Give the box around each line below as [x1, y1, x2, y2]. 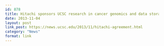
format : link [5, 34, 32, 39]
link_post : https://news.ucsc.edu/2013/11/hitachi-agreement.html [5, 25, 143, 30]
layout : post [5, 20, 32, 25]
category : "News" [5, 29, 41, 34]
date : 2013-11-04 [5, 16, 41, 21]
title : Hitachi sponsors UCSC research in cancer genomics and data [5, 11, 147, 16]
